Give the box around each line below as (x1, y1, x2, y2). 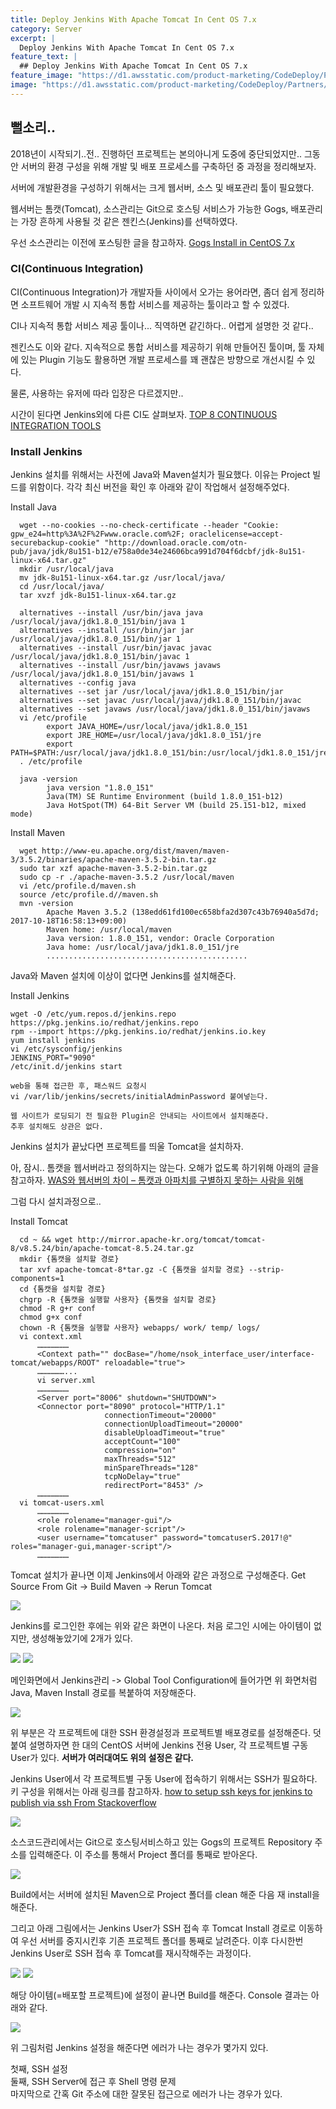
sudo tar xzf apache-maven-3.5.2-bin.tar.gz (19, 864, 208, 874)
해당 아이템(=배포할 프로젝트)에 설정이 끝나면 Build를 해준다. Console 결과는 (10, 1989, 309, 2001)
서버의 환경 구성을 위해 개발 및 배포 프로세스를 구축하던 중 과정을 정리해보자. (20, 160, 317, 172)
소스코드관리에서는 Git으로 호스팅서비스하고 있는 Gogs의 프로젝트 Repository (10, 1836, 313, 1848)
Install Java (10, 501, 57, 513)
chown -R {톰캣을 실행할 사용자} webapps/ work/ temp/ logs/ (19, 1323, 261, 1333)
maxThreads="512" (104, 1454, 177, 1465)
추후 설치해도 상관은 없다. (10, 1122, 104, 1132)
